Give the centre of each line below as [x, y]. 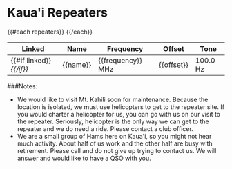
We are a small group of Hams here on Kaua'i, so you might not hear [114, 136]
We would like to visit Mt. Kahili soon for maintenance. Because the [113, 99]
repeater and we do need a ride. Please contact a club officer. [105, 128]
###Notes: [22, 86]
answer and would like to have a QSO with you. [84, 158]
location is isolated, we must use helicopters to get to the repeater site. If [121, 107]
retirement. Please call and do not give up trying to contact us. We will [117, 150]
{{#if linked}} [31, 60]
